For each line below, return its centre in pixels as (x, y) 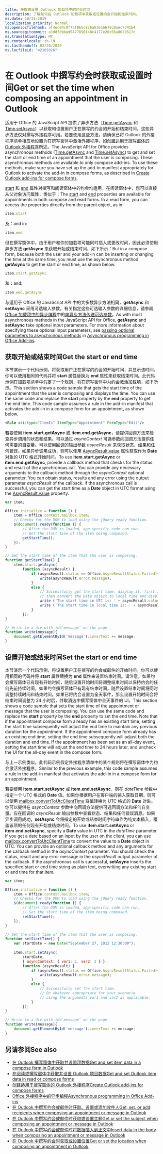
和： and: (14, 283)
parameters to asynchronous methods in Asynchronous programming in (77, 335)
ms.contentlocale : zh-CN (30, 41)
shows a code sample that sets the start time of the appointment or (72, 706)
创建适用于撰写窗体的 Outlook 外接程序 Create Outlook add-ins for (78, 1085)
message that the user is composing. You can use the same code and (75, 711)
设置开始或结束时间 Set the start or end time (71, 658)
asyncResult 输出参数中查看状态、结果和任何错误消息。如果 (95, 813)
